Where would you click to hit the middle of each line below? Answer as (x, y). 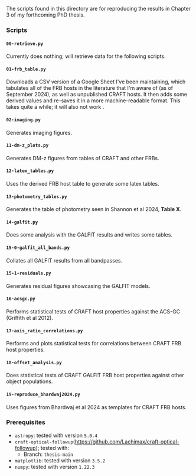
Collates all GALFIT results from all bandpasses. (64, 260)
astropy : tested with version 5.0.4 (56, 435)
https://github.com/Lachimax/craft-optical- (127, 441)
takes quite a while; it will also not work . (55, 107)
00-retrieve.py (25, 44)
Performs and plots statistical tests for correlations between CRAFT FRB (94, 344)
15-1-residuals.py (29, 273)
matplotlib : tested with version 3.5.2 (60, 460)
